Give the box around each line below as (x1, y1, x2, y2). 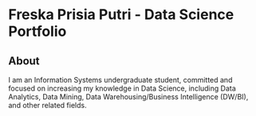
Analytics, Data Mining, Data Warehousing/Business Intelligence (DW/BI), (8, 92, 249, 101)
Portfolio (8, 22, 67, 41)
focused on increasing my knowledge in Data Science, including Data (8, 83, 237, 93)
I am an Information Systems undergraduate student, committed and (8, 75, 233, 84)
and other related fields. (8, 101, 87, 110)
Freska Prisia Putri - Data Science (8, 6, 234, 24)
